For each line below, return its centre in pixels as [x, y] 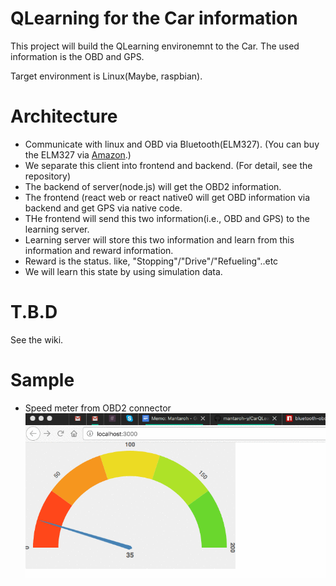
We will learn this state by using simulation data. [123, 271]
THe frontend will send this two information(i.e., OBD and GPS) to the [167, 218]
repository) [48, 176]
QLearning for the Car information [154, 18]
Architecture [64, 116]
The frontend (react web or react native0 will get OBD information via [167, 197]
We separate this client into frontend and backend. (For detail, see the [168, 165]
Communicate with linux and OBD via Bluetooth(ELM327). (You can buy [172, 144]
